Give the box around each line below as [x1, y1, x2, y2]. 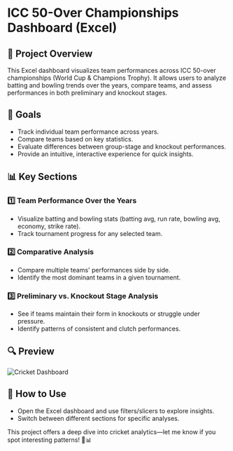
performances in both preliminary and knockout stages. [7, 89, 168, 97]
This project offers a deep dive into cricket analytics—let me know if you [7, 427, 216, 436]
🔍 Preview [7, 345, 55, 358]
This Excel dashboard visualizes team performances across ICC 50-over [7, 67, 216, 74]
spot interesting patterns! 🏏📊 [7, 436, 92, 444]
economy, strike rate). [17, 222, 81, 230]
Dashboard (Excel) [7, 20, 118, 36]
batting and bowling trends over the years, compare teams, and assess [7, 81, 212, 89]
